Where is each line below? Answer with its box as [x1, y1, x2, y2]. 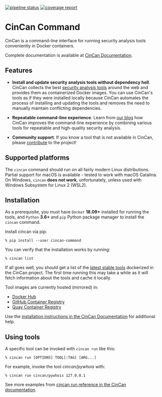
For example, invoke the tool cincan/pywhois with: [5, 364, 105, 370]
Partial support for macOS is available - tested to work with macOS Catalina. [5, 172, 158, 178]
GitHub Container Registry [12, 299, 65, 305]
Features [5, 66, 32, 75]
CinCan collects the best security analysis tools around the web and [12, 84, 148, 90]
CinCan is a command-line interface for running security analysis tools [5, 37, 146, 43]
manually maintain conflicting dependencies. [12, 105, 102, 111]
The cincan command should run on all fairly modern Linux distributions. [5, 166, 150, 172]
